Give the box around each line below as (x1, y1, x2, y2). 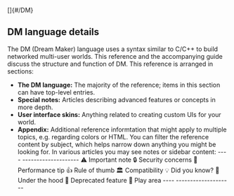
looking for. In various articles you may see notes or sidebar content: (17, 147, 216, 156)
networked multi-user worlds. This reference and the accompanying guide (7, 52, 223, 60)
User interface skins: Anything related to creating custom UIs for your (17, 110, 221, 118)
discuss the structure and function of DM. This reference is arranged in (7, 59, 214, 68)
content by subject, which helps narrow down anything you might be (17, 140, 216, 148)
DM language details (7, 26, 100, 38)
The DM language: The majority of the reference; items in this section (17, 80, 221, 89)
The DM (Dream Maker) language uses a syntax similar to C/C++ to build (7, 45, 219, 53)
